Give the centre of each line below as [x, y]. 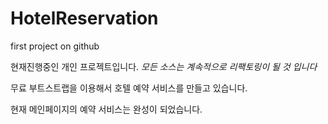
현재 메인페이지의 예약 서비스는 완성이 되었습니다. [106, 109]
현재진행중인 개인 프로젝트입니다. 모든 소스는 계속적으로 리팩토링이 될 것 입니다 [164, 66]
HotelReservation [84, 18]
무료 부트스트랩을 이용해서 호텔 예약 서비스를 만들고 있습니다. [129, 88]
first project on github [55, 46]
